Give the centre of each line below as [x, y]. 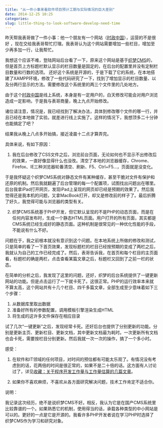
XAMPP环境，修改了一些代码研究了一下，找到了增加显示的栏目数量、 [82, 78]
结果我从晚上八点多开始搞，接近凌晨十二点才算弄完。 [58, 134]
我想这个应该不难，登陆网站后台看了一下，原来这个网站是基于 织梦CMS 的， [80, 60]
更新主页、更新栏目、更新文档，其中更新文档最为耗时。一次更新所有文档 [86, 332]
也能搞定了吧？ [20, 124]
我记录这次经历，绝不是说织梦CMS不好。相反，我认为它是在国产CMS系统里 [81, 403]
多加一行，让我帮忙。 [35, 50]
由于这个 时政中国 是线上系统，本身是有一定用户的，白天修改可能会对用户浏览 [81, 95]
